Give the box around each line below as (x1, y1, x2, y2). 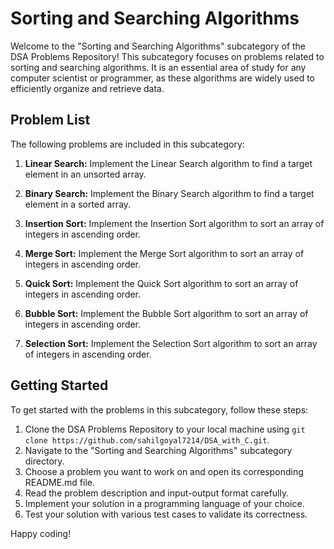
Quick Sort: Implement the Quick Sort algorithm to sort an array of (24, 277, 299, 289)
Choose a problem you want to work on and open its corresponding (24, 465, 304, 477)
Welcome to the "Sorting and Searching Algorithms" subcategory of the (10, 40, 307, 52)
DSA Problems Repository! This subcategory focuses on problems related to (10, 50, 325, 62)
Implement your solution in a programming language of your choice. (24, 497, 305, 509)
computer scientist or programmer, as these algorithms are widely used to (10, 72, 315, 84)
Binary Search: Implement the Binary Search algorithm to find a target (24, 187, 315, 199)
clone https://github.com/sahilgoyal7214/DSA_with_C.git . (24, 433, 270, 446)
